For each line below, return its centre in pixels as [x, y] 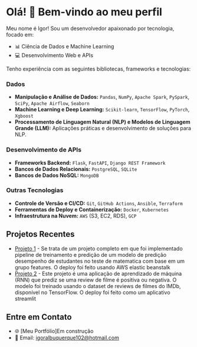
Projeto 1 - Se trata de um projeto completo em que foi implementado [98, 248]
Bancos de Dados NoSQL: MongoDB [57, 175]
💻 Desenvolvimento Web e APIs [54, 55]
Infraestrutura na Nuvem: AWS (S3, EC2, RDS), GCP [75, 216]
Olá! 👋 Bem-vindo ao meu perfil [84, 12]
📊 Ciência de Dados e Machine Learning [64, 46]
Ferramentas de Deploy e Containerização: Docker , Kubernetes [92, 209]
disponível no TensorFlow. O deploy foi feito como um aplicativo [92, 292]
